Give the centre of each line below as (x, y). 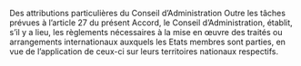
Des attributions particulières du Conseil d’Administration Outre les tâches (148, 13)
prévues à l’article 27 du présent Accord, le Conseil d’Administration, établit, (151, 23)
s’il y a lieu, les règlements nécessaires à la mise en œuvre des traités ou (146, 32)
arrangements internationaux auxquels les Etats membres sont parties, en (148, 42)
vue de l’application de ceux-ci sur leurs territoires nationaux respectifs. (144, 52)
